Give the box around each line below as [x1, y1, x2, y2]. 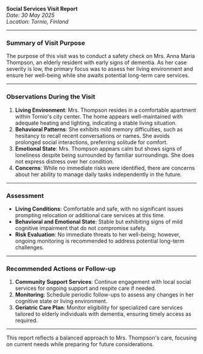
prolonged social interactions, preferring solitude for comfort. [14, 139, 168, 146]
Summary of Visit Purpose [6, 39, 86, 47]
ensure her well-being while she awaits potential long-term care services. [6, 72, 190, 79]
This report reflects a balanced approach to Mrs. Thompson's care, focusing [6, 334, 197, 341]
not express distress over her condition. [14, 157, 114, 165]
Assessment [6, 191, 44, 200]
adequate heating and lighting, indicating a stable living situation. [14, 119, 177, 126]
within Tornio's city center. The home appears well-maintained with [14, 113, 183, 120]
